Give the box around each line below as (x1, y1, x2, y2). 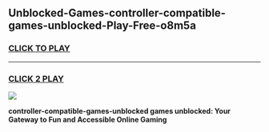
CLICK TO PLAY (8, 43, 70, 54)
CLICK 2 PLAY (8, 73, 64, 84)
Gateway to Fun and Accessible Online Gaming (8, 114, 167, 124)
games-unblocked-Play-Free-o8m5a (8, 19, 196, 33)
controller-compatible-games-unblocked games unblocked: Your (8, 106, 231, 115)
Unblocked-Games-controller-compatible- (8, 6, 227, 20)
